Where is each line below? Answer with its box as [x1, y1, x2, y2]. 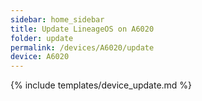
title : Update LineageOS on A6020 [10, 24, 155, 34]
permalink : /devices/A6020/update [10, 42, 155, 53]
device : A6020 [10, 52, 70, 62]
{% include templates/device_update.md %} [10, 79, 193, 91]
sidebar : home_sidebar [10, 14, 105, 25]
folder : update [10, 33, 74, 43]
